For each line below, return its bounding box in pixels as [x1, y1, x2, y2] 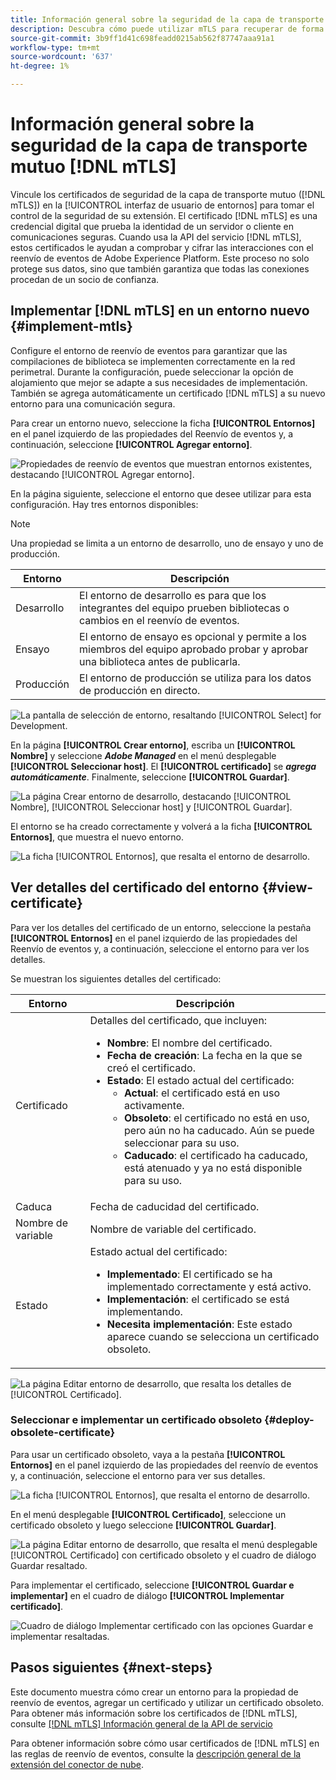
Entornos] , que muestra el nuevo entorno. [10, 831, 185, 843]
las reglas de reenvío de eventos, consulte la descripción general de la [10, 1747, 302, 1760]
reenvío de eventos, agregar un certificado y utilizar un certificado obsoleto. [10, 1696, 325, 1708]
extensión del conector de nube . [10, 1758, 144, 1770]
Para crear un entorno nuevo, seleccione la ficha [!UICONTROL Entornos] [10, 417, 316, 429]
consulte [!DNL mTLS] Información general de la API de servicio [10, 1717, 273, 1730]
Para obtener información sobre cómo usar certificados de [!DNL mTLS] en [10, 1737, 320, 1749]
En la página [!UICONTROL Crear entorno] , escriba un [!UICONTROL [10, 739, 296, 751]
